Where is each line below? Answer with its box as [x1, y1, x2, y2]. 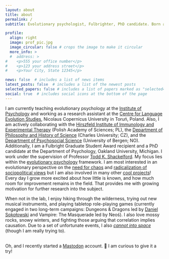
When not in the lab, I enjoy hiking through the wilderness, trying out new [5, 195, 157, 201]
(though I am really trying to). [5, 228, 65, 234]
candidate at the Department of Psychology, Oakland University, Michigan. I [5, 148, 162, 154]
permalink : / [5, 17, 33, 22]
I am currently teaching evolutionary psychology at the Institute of [5, 105, 142, 111]
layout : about [5, 7, 35, 13]
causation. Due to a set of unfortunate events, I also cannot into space [5, 222, 151, 228]
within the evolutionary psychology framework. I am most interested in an [5, 159, 157, 165]
